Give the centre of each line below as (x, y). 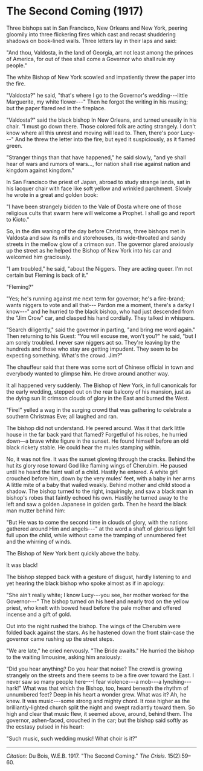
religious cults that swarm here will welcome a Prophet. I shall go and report (101, 213)
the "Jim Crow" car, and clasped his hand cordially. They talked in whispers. (101, 318)
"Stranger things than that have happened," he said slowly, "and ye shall (96, 157)
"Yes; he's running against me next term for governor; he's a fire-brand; (96, 299)
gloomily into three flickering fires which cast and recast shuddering (91, 34)
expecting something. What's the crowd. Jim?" (64, 355)
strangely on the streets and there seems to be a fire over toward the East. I (100, 675)
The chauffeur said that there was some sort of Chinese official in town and (100, 367)
